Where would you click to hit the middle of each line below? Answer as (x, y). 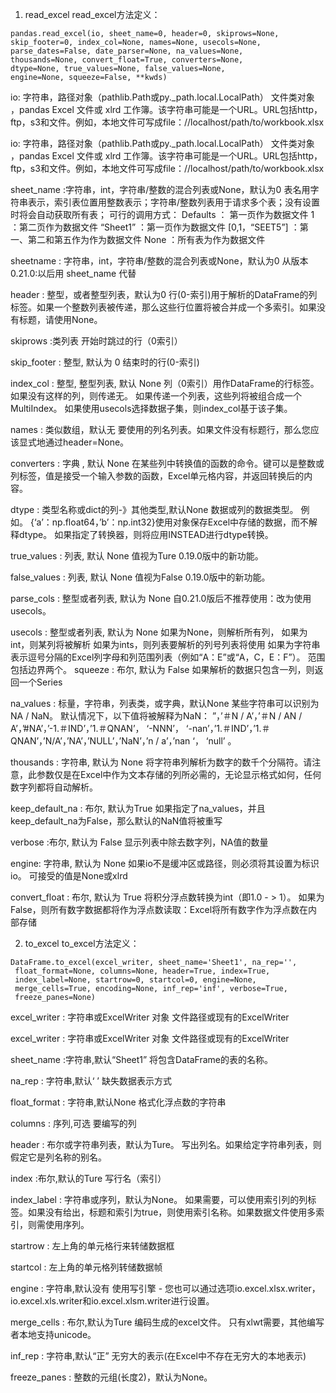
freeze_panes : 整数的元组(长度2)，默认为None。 (111, 1377)
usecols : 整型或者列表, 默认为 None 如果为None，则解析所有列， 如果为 (159, 632)
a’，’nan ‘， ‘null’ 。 (199, 741)
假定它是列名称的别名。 (58, 1157)
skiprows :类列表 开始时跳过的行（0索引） (96, 341)
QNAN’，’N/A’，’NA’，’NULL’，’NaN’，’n (82, 741)
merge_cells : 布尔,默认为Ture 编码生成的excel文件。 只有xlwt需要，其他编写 (167, 1322)
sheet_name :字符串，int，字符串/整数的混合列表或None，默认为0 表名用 (160, 189)
